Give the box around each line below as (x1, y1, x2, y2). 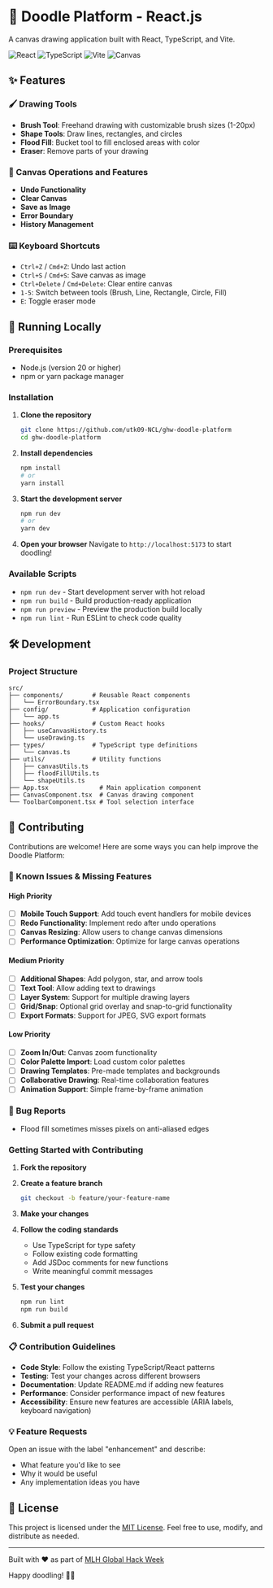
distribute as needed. (8, 1531, 80, 1541)
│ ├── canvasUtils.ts (8, 762, 89, 771)
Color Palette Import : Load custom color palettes (19, 1057, 185, 1067)
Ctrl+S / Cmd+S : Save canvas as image (19, 270, 146, 280)
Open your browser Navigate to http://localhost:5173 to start (19, 539, 232, 549)
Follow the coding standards (19, 1224, 119, 1234)
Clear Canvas (19, 193, 67, 203)
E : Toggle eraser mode (19, 296, 96, 306)
